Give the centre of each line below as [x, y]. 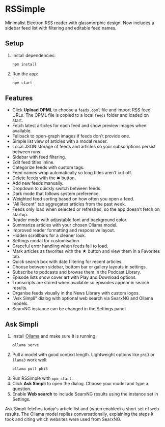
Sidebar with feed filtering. [39, 157]
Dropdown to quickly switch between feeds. [57, 189]
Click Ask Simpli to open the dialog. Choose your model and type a [80, 383]
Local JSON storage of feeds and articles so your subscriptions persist [84, 147]
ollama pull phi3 [30, 369]
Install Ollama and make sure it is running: [54, 336]
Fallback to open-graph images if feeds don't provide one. [71, 136]
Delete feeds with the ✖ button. [44, 178]
